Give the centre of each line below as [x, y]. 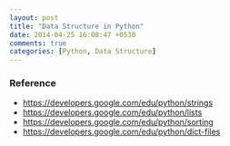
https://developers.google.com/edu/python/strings [118, 103]
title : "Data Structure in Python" [77, 26]
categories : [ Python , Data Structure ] [83, 52]
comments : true [38, 43]
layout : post [34, 18]
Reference [33, 83]
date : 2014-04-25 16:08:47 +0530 [73, 34]
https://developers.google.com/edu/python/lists [112, 112]
